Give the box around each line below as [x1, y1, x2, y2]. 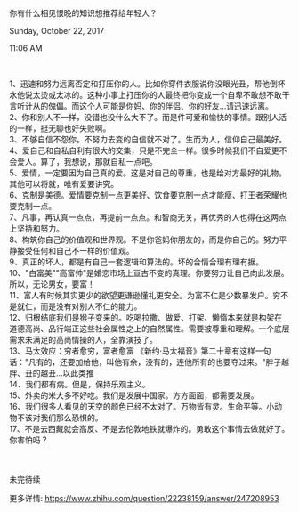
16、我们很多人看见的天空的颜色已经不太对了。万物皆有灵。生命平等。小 [9, 402, 275, 411]
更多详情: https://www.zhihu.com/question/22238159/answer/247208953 [9, 493, 279, 503]
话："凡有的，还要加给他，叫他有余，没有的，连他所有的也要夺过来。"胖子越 [9, 357, 290, 367]
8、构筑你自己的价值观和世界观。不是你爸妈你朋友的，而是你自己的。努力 [9, 234, 279, 245]
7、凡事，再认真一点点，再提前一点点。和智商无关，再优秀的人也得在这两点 [9, 212, 287, 223]
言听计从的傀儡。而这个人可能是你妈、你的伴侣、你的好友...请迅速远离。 [9, 101, 274, 111]
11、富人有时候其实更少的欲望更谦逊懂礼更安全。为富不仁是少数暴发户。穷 [9, 290, 281, 300]
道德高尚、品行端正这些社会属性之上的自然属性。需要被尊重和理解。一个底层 [9, 323, 290, 334]
